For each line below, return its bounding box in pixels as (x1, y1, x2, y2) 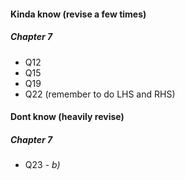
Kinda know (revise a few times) (10, 8, 147, 20)
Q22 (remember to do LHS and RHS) (24, 88, 176, 100)
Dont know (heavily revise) (10, 111, 125, 123)
